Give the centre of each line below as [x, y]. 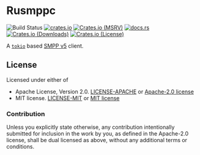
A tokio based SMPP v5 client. [45, 46]
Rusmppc [31, 11]
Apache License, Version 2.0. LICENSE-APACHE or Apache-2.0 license [105, 92]
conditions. [20, 146]
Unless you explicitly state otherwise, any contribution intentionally [91, 127]
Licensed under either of [37, 79]
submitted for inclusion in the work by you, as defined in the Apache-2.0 [97, 134]
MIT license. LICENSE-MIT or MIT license [67, 98]
